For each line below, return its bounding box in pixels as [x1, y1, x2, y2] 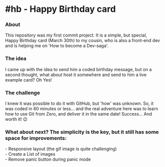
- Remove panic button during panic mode [5, 157, 91, 163]
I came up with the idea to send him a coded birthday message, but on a [5, 66, 152, 72]
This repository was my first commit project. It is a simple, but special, [5, 32, 147, 38]
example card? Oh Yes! [5, 77, 52, 83]
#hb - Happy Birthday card [5, 3, 116, 15]
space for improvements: [5, 135, 67, 141]
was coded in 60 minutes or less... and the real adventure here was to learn [5, 106, 159, 112]
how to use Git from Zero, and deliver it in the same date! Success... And [5, 111, 152, 117]
